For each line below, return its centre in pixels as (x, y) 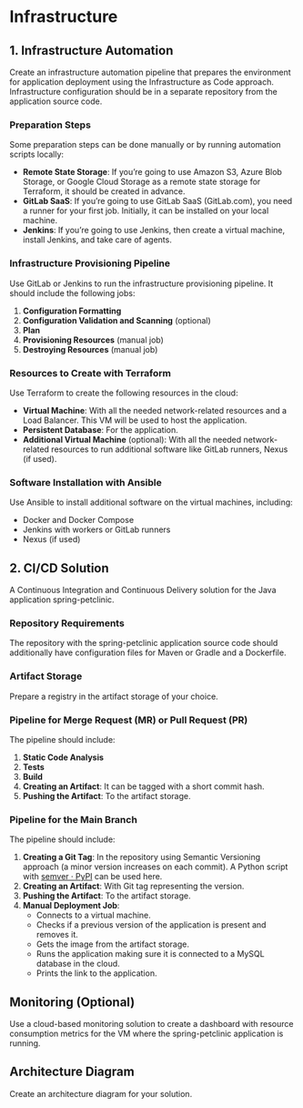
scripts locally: (37, 154)
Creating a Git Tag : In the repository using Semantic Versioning (141, 857)
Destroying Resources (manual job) (90, 349)
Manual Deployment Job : (71, 906)
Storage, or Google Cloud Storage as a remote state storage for (141, 182)
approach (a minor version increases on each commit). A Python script (155, 867)
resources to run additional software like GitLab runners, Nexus (170, 449)
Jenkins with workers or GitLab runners (96, 529)
